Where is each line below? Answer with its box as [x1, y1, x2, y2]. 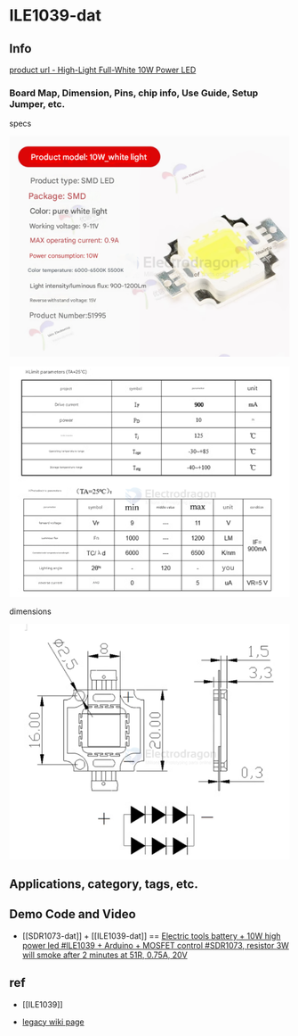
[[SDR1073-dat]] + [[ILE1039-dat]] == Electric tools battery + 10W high [21, 930, 282, 941]
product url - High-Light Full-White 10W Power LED [9, 64, 197, 75]
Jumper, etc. [9, 97, 65, 110]
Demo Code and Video [9, 907, 136, 922]
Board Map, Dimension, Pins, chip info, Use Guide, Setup [9, 87, 259, 99]
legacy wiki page [21, 1016, 85, 1027]
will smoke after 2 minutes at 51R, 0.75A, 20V [21, 949, 189, 960]
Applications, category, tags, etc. [9, 876, 198, 892]
